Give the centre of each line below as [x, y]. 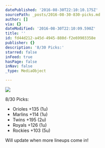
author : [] [17, 19]
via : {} [13, 24]
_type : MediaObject [26, 71]
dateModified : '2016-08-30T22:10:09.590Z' [50, 29]
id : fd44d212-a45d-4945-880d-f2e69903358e [50, 38]
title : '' [16, 33]
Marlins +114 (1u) [30, 114]
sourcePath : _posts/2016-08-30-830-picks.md [53, 15]
